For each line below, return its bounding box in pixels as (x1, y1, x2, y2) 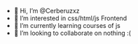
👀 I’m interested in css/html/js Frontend (13, 14, 127, 22)
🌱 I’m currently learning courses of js (13, 22, 120, 29)
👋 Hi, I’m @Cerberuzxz (13, 7, 80, 15)
